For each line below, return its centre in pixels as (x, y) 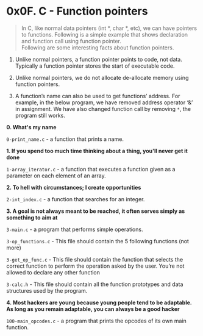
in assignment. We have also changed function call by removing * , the (103, 109)
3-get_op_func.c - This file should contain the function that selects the (95, 259)
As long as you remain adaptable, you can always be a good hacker (93, 309)
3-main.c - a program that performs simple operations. (75, 229)
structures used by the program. (47, 290)
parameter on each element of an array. (56, 176)
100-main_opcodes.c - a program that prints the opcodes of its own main (97, 321)
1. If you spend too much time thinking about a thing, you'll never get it (97, 151)
